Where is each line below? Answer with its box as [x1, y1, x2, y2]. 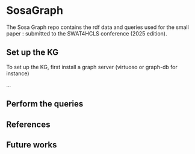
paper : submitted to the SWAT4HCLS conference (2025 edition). [6, 29, 167, 37]
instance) [6, 70, 29, 77]
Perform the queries [6, 99, 84, 109]
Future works [6, 140, 57, 150]
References [6, 119, 51, 129]
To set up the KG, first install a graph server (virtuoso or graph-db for [6, 63, 178, 70]
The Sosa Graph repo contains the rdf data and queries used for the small [6, 23, 190, 31]
